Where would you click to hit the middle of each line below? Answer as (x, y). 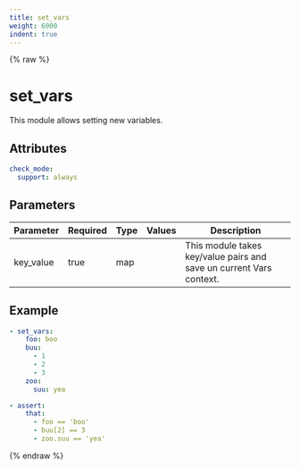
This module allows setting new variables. (86, 121)
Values (161, 230)
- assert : (28, 406)
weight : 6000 (33, 26)
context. (202, 279)
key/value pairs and (225, 256)
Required (87, 230)
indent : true (33, 34)
